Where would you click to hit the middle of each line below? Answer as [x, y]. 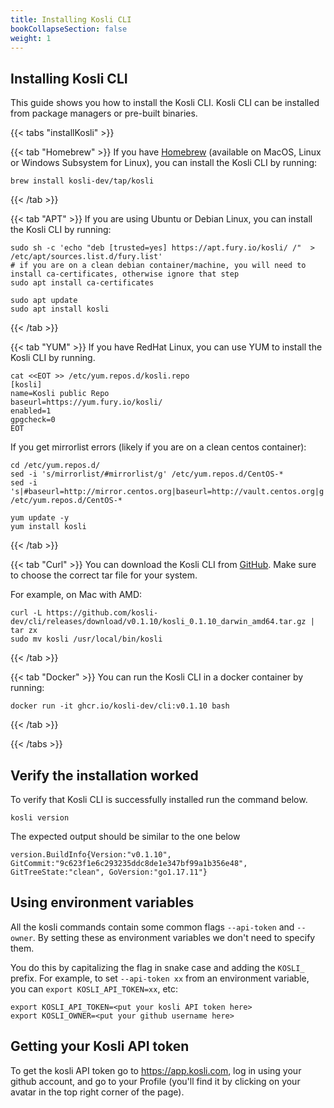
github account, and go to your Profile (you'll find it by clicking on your [155, 1081]
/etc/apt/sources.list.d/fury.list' [86, 257]
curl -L [26, 613]
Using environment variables [102, 902]
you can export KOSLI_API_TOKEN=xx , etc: [94, 988]
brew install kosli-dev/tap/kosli [82, 181]
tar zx [24, 631]
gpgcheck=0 [33, 420]
